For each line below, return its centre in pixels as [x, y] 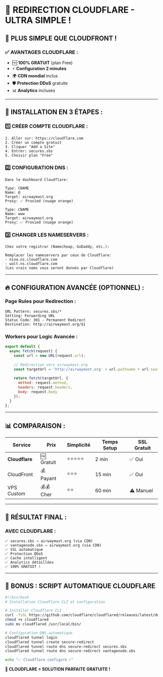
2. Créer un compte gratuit [33, 142]
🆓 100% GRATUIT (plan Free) [42, 62]
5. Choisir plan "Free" [29, 155]
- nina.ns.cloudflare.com [31, 260]
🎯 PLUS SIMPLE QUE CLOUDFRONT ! [61, 38]
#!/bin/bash [17, 597]
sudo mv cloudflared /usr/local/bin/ [43, 624]
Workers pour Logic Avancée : [41, 337]
